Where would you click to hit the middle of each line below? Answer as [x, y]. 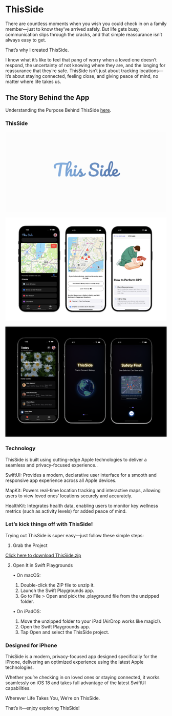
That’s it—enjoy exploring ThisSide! [43, 708]
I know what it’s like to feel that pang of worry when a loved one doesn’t [81, 59]
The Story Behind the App [47, 98]
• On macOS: [27, 575]
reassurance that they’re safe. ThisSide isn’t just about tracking [72, 71]
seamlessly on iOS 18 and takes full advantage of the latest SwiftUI [76, 683]
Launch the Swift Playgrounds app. [57, 591]
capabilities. [18, 688]
